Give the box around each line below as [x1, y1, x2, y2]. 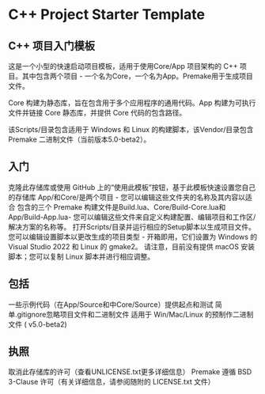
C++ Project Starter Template [8, 6, 206, 24]
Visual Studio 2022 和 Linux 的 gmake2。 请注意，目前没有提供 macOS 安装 [8, 241, 256, 251]
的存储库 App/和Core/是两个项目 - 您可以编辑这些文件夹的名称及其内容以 [8, 192, 245, 202]
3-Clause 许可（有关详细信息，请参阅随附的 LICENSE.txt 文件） [8, 377, 215, 387]
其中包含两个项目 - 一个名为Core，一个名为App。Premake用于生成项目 [21, 71, 253, 81]
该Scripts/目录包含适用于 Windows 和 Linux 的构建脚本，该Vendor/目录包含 [8, 125, 254, 134]
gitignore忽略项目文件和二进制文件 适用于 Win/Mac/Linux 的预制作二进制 [17, 309, 254, 319]
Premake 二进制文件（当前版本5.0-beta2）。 [8, 134, 151, 144]
